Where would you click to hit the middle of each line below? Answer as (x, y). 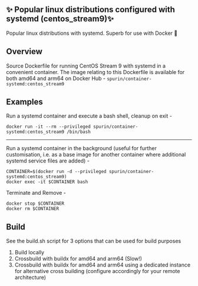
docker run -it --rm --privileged (49, 127)
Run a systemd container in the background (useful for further (82, 148)
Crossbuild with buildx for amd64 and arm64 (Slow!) (78, 259)
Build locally (29, 252)
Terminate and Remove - (36, 193)
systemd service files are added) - (48, 161)
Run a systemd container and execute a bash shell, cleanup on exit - (89, 116)
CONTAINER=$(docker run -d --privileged (57, 172)
